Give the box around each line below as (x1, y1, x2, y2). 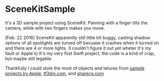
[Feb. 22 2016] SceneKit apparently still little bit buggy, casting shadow (5, 35, 150, 40)
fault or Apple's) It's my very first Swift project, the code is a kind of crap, (5, 50, 155, 56)
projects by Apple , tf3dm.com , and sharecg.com (5, 70, 104, 76)
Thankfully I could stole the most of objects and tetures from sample (5, 65, 145, 71)
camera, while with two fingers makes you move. (5, 25, 105, 31)
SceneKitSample (5, 3, 75, 15)
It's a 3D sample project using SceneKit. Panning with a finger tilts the (5, 20, 148, 26)
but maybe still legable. (5, 55, 53, 61)
